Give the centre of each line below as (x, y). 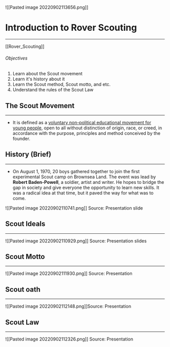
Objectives (16, 58)
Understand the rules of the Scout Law (53, 90)
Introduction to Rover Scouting (71, 28)
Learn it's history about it (38, 79)
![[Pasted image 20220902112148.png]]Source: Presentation (68, 306)
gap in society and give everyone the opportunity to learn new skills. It (86, 187)
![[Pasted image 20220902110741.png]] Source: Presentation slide (74, 208)
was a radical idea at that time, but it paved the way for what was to (83, 193)
